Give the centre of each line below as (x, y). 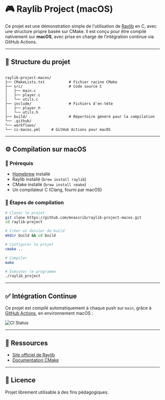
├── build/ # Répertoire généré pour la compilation (80, 117)
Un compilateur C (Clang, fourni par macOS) (57, 190)
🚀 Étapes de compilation (35, 202)
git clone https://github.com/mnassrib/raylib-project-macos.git (73, 217)
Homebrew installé (31, 174)
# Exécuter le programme (30, 272)
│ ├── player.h (23, 108)
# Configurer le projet (29, 244)
